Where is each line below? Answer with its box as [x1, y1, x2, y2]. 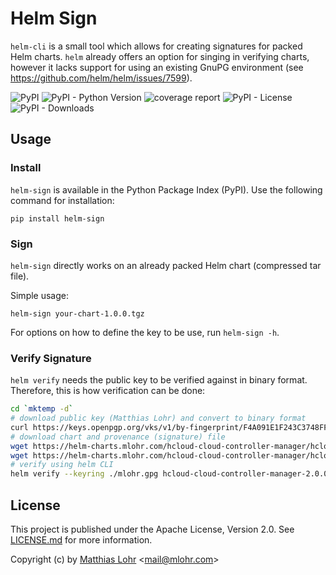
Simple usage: [10, 289, 70, 301]
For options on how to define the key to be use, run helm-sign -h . [10, 326, 280, 338]
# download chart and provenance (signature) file [10, 432, 226, 442]
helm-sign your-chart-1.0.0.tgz [10, 308, 145, 319]
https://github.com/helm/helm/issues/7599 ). [10, 72, 193, 84]
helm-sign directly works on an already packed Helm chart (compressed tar [10, 259, 322, 271]
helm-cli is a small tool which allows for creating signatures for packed [10, 40, 303, 52]
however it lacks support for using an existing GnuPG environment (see [10, 61, 304, 73]
